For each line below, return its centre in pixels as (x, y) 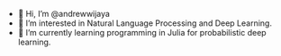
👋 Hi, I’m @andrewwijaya (64, 14)
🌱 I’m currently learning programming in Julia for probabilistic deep (142, 32)
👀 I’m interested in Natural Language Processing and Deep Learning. (145, 23)
